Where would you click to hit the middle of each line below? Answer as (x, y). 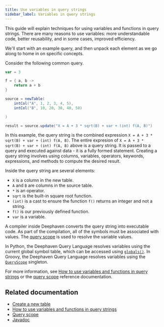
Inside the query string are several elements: (50, 171)
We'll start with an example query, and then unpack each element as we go (81, 48)
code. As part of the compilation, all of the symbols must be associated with (82, 232)
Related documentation (42, 292)
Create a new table (31, 304)
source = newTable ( (25, 99)
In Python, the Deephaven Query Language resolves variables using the (78, 246)
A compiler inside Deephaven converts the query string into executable (77, 226)
